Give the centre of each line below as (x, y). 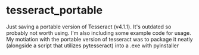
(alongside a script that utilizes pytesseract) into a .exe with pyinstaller (93, 46)
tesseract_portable (55, 10)
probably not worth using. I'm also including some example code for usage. (99, 33)
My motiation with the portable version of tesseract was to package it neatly (99, 39)
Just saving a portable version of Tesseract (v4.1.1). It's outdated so (89, 27)
